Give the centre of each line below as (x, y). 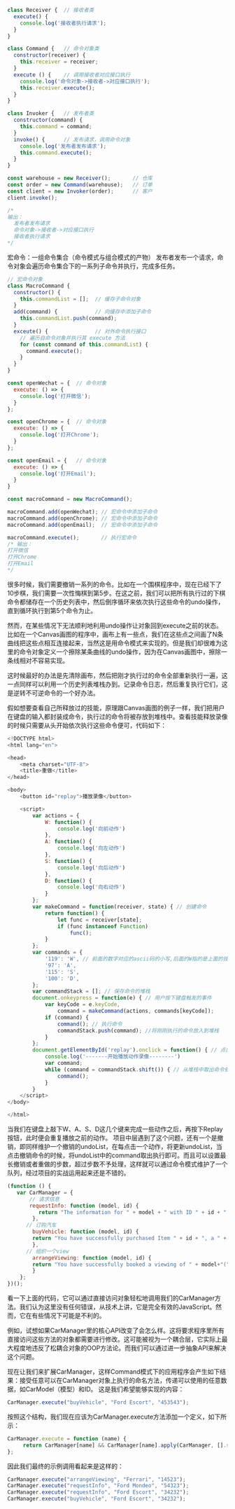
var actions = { (56, 815)
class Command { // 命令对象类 (53, 49)
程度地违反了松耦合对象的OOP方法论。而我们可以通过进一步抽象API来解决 (120, 1348)
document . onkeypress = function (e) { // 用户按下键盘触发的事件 (122, 998)
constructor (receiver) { (50, 55)
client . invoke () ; (33, 198)
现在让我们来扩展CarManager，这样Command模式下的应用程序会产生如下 (114, 1372)
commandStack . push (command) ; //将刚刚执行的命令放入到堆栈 (138, 1031)
